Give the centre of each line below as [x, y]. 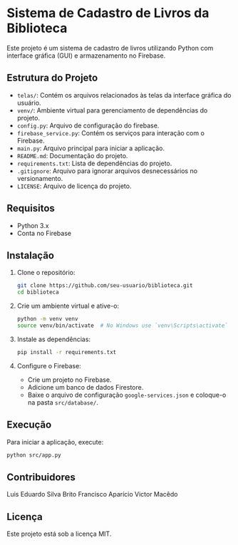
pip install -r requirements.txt [67, 352]
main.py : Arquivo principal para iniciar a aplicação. [91, 148]
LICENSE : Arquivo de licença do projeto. [74, 186]
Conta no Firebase [44, 233]
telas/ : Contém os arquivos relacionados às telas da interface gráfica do [124, 95]
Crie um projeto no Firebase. [69, 380]
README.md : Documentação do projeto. [72, 155]
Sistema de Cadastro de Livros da [108, 13]
